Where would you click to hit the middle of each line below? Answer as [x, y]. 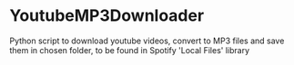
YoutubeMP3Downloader [107, 16]
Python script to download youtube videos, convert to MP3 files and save [147, 41]
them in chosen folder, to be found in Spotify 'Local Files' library [130, 50]
